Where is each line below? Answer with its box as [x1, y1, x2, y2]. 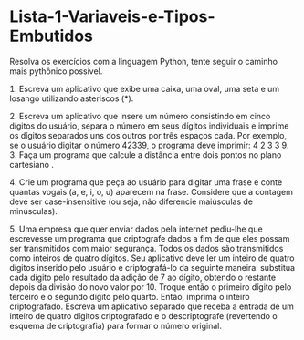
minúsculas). [9, 205, 58, 216]
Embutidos [9, 26, 93, 46]
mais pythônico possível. [9, 66, 103, 77]
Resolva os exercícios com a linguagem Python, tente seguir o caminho [9, 56, 278, 67]
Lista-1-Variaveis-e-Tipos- [9, 6, 215, 27]
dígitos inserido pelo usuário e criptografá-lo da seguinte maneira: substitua [9, 262, 295, 273]
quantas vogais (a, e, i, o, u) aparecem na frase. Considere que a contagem [9, 186, 294, 197]
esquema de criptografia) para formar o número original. [9, 320, 222, 331]
